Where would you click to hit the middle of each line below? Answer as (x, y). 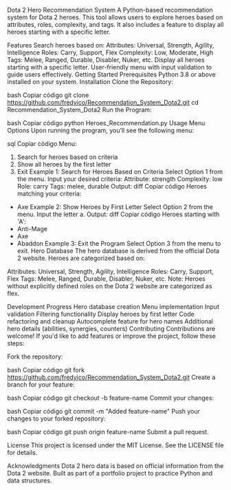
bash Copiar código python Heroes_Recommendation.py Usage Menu (106, 123)
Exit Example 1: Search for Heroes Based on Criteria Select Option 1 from (120, 172)
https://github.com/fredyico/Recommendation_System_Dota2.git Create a (111, 377)
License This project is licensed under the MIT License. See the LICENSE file (115, 445)
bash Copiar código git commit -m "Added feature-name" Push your (104, 411)
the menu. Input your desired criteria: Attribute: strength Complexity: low (120, 179)
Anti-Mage (32, 229)
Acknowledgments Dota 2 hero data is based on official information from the (115, 466)
